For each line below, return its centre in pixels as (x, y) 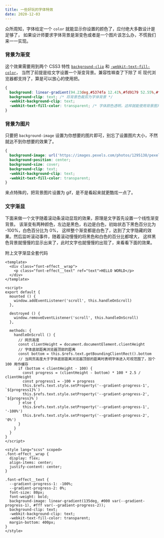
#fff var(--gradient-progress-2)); (70, 505)
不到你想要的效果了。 (35, 142)
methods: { (20, 330)
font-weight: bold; (29, 496)
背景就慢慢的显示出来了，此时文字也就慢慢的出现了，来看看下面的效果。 (82, 242)
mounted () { (23, 296)
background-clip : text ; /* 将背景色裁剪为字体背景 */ (61, 97)
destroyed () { (25, 313)
